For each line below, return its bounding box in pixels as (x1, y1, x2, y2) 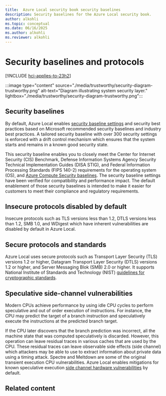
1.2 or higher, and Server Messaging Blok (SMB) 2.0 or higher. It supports (5, 264, 155, 270)
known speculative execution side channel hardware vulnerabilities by (5, 365, 148, 371)
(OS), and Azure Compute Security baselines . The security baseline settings (5, 172, 161, 178)
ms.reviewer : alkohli (5, 35, 50, 40)
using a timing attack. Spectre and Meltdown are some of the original (5, 354, 146, 360)
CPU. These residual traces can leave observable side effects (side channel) (5, 343, 162, 350)
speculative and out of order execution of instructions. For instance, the (5, 308, 152, 314)
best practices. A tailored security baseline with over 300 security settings (5, 131, 157, 137)
